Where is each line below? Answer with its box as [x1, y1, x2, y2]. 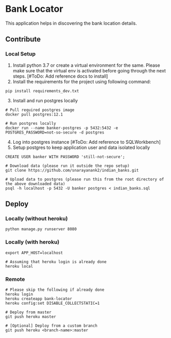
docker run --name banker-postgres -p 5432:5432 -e [5, 125, 118, 130]
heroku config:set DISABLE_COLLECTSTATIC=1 [5, 301, 100, 306]
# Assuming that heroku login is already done [5, 259, 107, 265]
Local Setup [5, 50, 36, 58]
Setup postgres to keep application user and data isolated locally [12, 144, 150, 151]
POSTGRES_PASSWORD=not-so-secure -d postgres [5, 129, 104, 135]
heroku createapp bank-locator [5, 296, 72, 301]
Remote [5, 275, 25, 283]
